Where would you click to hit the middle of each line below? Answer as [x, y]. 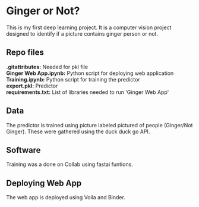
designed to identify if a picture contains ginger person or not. [82, 33]
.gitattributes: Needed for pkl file [47, 67]
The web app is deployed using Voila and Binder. [66, 197]
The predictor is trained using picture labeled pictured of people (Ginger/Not [99, 125]
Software [23, 150]
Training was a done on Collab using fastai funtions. [70, 164]
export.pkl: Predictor [32, 86]
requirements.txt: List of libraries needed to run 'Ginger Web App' [88, 92]
